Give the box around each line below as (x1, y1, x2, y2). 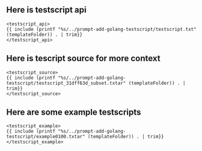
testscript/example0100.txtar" (6, 133, 86, 140)
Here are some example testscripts (6, 107, 141, 118)
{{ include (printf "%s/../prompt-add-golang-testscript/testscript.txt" (6, 26, 197, 32)
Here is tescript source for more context (6, 53, 161, 64)
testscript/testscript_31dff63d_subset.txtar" (6, 80, 126, 86)
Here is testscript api (6, 5, 87, 15)
